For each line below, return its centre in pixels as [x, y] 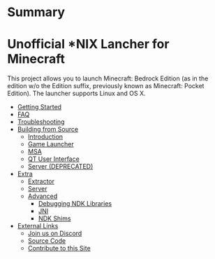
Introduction [45, 136]
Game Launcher [51, 144]
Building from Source [48, 129]
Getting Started [39, 107]
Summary [36, 12]
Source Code [47, 241]
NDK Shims [54, 218]
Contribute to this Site [59, 248]
